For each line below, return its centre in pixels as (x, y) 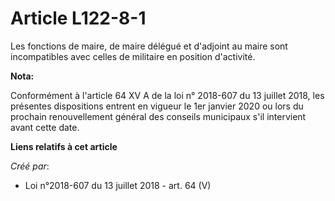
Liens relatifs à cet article (64, 146)
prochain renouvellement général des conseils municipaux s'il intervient (158, 116)
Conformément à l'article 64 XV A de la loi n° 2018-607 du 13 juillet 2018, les (167, 95)
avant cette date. (45, 127)
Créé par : (30, 166)
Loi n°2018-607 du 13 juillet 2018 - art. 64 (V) (118, 185)
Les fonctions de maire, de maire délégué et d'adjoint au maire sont (149, 46)
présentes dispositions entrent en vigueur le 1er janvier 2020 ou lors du (157, 106)
